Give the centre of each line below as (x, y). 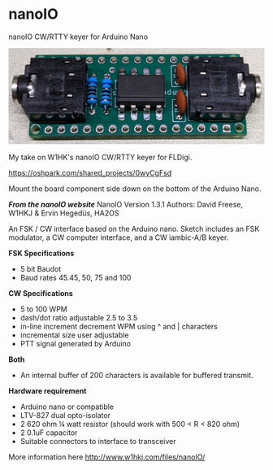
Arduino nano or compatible (67, 407)
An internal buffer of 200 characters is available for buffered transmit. (136, 376)
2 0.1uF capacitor (49, 433)
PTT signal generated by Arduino (76, 344)
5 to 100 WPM (43, 309)
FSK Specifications (41, 254)
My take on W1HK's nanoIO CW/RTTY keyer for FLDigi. (100, 157)
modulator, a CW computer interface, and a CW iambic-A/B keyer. (119, 237)
